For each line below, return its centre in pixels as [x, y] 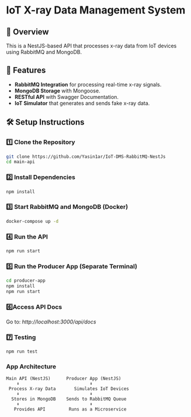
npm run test [22, 351]
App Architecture [31, 367]
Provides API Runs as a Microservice [70, 409]
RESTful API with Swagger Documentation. [66, 97]
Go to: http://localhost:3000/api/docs [51, 322]
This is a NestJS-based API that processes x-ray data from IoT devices [91, 46]
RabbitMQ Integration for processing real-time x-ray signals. [88, 84]
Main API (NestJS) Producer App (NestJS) [64, 379]
